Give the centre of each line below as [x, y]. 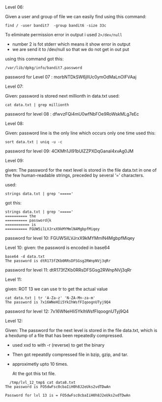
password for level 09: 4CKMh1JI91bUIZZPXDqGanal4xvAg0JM [69, 151]
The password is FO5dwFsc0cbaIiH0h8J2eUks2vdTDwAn [58, 387]
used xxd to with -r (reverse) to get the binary [58, 345]
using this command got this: [34, 59]
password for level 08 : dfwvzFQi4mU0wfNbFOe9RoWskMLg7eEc [72, 114]
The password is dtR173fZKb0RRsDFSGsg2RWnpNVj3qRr [58, 261]
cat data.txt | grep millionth [37, 105]
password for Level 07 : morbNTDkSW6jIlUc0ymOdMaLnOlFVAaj [71, 77]
